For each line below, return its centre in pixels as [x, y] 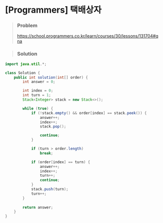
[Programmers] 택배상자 [53, 10]
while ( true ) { [38, 108]
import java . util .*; [26, 64]
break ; [46, 153]
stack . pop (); [53, 127]
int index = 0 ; [38, 91]
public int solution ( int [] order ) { [51, 77]
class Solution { [23, 73]
